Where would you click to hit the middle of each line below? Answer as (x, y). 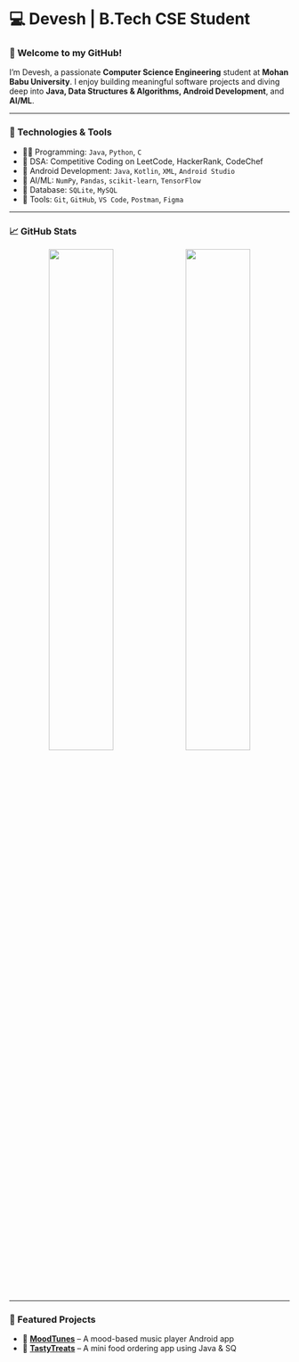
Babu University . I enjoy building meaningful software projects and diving (145, 82)
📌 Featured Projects (53, 1320)
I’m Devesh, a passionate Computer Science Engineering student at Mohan (149, 72)
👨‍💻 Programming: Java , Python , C (82, 152)
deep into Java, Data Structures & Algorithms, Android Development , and (147, 91)
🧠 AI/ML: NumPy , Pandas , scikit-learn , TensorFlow (112, 180)
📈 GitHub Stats (43, 231)
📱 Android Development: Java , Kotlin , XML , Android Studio (129, 170)
